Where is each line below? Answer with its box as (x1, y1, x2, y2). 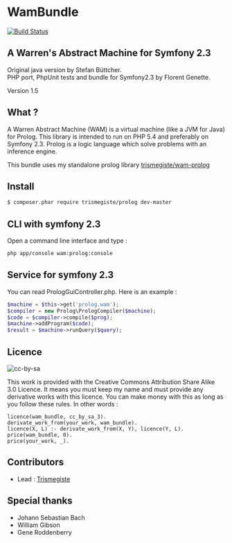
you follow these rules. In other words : (7, 399, 118, 408)
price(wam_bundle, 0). (7, 431, 73, 438)
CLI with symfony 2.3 (7, 218, 101, 230)
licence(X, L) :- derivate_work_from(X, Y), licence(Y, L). (7, 425, 185, 432)
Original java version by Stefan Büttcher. (7, 65, 123, 74)
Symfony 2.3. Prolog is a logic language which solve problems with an (7, 139, 207, 148)
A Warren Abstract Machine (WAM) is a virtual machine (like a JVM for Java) (7, 125, 225, 133)
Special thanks (7, 495, 73, 507)
